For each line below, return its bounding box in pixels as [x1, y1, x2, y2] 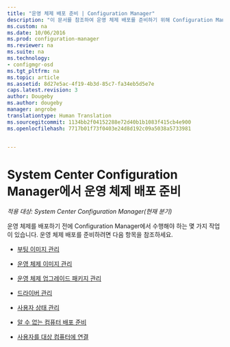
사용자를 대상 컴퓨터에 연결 [16, 333, 89, 341]
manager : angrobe [7, 106, 57, 113]
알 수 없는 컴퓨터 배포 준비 [16, 318, 87, 326]
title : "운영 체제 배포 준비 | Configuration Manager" [7, 10, 155, 17]
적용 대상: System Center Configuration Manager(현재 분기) [7, 208, 172, 216]
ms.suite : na [7, 49, 44, 56]
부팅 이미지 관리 [16, 245, 60, 254]
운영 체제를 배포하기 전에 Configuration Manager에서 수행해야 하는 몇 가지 [7, 222, 207, 230]
